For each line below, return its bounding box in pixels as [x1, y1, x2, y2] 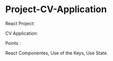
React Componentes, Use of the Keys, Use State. [5, 50, 108, 56]
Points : [5, 40, 21, 46]
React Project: [5, 20, 35, 26]
